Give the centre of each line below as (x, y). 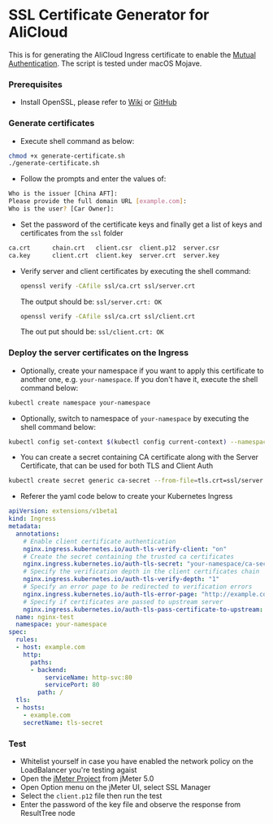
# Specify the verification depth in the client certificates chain (141, 572)
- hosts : (30, 708)
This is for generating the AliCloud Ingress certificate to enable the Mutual (132, 54)
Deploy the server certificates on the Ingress (99, 353)
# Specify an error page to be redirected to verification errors (138, 587)
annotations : (38, 534)
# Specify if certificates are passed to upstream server (123, 602)
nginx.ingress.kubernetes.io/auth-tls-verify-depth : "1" (121, 579)
